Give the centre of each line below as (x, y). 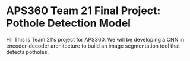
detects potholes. (28, 52)
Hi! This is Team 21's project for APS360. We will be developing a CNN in (95, 39)
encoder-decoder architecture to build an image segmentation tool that (93, 46)
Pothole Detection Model (69, 23)
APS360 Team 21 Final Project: (83, 11)
